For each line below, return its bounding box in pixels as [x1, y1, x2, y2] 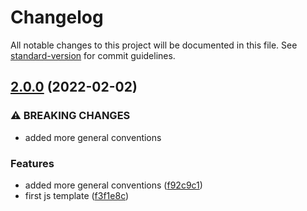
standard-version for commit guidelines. [10, 49, 176, 61]
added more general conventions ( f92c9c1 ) [24, 179, 203, 191]
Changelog [10, 6, 104, 29]
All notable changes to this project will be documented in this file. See [10, 39, 298, 51]
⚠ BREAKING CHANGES [10, 109, 131, 123]
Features [10, 156, 55, 170]
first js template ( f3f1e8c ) [24, 189, 130, 201]
